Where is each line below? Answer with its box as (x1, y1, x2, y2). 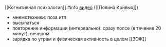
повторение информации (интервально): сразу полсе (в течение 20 (12, 25, 161, 31)
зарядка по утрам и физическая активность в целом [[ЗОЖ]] (12, 36, 146, 42)
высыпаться (12, 20, 40, 26)
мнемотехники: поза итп (12, 14, 66, 20)
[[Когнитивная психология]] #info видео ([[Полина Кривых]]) (5, 5, 138, 10)
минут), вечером (12, 31, 50, 36)
